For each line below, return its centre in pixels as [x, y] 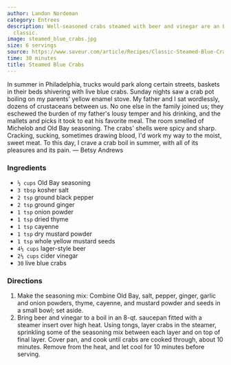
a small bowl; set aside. [50, 311]
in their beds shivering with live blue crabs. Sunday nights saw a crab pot [111, 91]
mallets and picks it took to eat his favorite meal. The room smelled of [106, 120]
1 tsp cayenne [38, 226]
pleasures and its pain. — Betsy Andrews [65, 150]
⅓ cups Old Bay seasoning [54, 182]
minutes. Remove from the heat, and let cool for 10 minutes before [111, 347]
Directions [25, 280]
